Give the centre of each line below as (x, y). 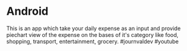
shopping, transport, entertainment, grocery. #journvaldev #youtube (93, 41)
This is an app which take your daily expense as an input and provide (93, 28)
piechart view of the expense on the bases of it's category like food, (93, 34)
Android (28, 11)
